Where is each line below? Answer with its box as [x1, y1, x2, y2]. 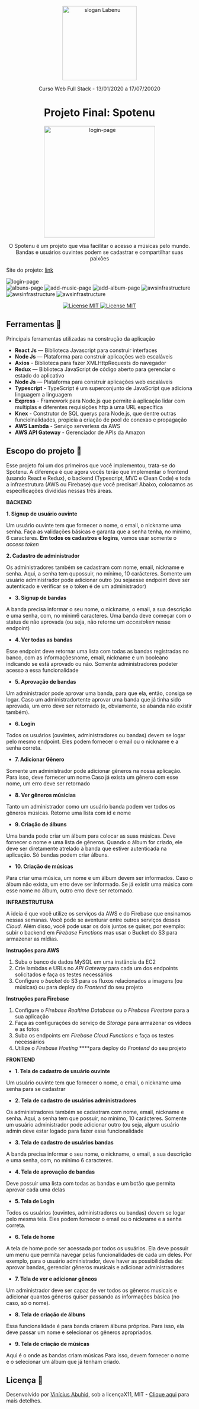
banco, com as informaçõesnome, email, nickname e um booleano [6, 654, 169, 661]
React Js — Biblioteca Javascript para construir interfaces [14, 347, 158, 354]
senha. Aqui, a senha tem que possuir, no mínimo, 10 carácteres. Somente [6, 1115, 187, 1122]
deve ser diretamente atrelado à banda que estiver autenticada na [6, 845, 167, 852]
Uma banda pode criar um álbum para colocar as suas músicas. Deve [6, 832, 176, 839]
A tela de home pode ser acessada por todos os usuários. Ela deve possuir [6, 1244, 189, 1251]
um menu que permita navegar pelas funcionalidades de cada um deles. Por [6, 1251, 192, 1258]
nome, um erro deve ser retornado [6, 779, 91, 787]
